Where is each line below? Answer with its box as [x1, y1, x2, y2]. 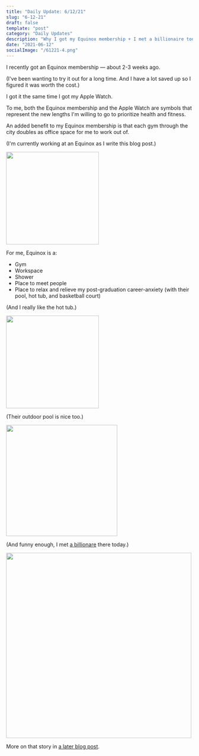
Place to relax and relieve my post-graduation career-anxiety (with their [14, 286, 190, 293]
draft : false [6, 20, 38, 25]
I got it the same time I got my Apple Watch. [6, 92, 113, 100]
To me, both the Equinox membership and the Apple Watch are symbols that [6, 104, 192, 111]
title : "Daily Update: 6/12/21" [6, 8, 86, 15]
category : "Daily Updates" [6, 31, 73, 37]
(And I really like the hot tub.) [6, 304, 77, 311]
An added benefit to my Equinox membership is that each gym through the [6, 122, 188, 129]
